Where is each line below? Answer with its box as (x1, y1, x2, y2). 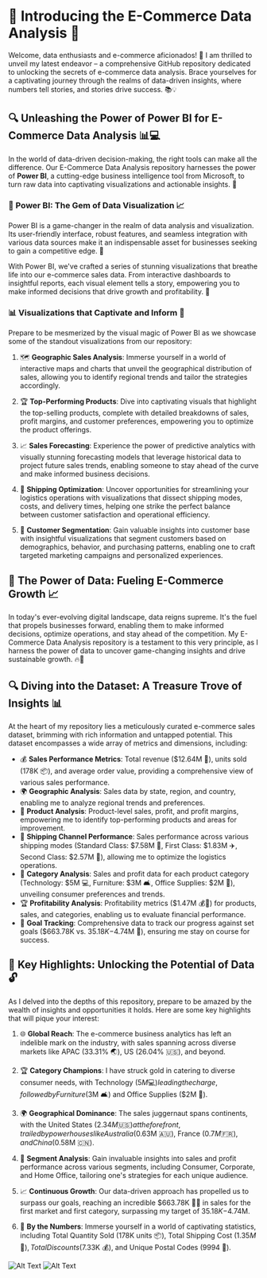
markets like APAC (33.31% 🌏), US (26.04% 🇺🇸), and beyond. (19, 1047, 226, 1056)
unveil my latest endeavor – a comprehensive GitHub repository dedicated (8, 59, 251, 68)
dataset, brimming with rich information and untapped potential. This (8, 730, 233, 739)
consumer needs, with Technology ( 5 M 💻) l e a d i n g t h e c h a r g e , (19, 1077, 219, 1087)
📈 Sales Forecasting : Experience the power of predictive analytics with (19, 441, 256, 451)
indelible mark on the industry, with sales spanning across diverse (19, 1037, 237, 1048)
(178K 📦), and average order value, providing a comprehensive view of (19, 766, 253, 776)
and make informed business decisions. (19, 469, 151, 479)
